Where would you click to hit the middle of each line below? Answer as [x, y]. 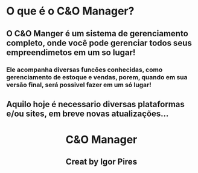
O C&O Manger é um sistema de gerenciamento [97, 34]
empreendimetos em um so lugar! [71, 52]
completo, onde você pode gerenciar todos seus [99, 43]
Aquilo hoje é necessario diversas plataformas [96, 104]
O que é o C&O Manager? [70, 11]
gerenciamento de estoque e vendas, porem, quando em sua [97, 77]
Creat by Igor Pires [101, 162]
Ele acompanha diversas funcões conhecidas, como [85, 70]
